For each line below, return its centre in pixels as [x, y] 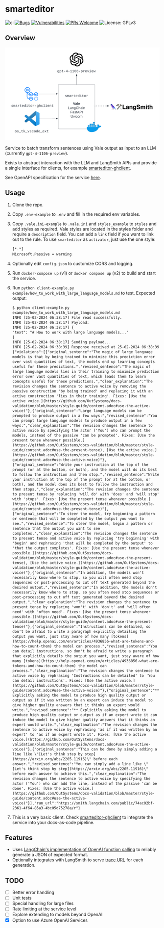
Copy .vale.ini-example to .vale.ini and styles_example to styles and [84, 224]
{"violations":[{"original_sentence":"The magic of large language [82, 352]
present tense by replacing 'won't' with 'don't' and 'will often [81, 607]
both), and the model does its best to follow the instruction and [82, 484]
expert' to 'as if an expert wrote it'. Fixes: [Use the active [79, 734]
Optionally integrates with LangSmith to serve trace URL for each [78, 860]
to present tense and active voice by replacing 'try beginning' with [86, 538]
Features [19, 838]
